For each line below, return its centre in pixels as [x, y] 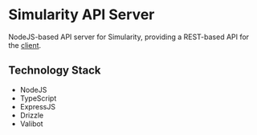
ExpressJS [38, 106]
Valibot [31, 123]
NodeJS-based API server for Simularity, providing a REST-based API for [129, 37]
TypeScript [38, 98]
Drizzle [32, 115]
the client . [25, 45]
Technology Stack [55, 71]
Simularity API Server [82, 15]
